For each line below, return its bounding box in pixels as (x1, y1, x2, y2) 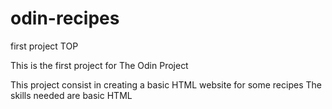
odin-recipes (10, 7, 120, 30)
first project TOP (10, 40, 79, 52)
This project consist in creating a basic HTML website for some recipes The (10, 78, 322, 91)
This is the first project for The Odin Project (10, 59, 189, 71)
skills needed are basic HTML (10, 89, 133, 101)
